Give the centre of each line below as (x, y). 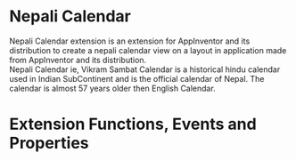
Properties (49, 143)
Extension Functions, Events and (133, 124)
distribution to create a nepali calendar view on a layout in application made (148, 50)
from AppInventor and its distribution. (78, 60)
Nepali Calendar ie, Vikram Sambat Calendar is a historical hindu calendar (145, 69)
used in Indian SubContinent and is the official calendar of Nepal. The (137, 78)
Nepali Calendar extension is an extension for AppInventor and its (130, 41)
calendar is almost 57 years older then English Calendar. (112, 88)
